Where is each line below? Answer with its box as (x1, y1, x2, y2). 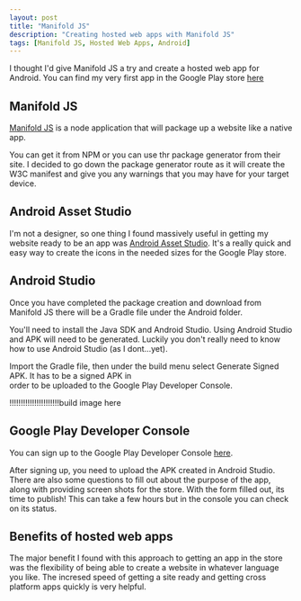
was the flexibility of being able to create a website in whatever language (9, 562, 279, 573)
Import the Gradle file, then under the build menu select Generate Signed (9, 361, 279, 372)
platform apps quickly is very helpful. (9, 581, 146, 592)
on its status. (9, 503, 57, 514)
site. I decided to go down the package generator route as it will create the (9, 159, 286, 170)
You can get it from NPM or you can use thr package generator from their (9, 149, 281, 160)
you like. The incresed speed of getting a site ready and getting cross (9, 572, 267, 583)
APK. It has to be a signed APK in (9, 370, 132, 381)
